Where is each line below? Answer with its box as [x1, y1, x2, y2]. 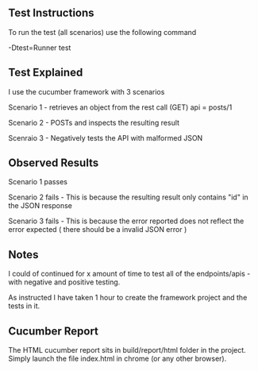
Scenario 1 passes [8, 177, 67, 187]
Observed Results [8, 157, 99, 170]
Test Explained [8, 66, 83, 79]
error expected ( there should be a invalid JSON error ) [8, 225, 187, 234]
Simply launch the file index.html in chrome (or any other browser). [8, 354, 227, 364]
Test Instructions [8, 6, 94, 20]
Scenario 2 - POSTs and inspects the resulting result [8, 118, 180, 127]
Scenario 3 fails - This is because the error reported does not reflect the [8, 216, 245, 226]
